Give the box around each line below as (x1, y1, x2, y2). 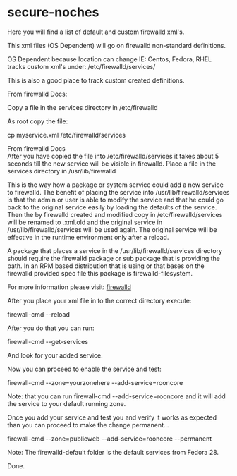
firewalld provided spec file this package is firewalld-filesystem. (7, 269, 193, 277)
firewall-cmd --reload (7, 310, 71, 318)
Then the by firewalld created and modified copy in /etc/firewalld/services (7, 210, 223, 219)
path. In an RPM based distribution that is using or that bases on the (7, 262, 205, 270)
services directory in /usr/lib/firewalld (7, 166, 116, 175)
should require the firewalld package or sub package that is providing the (7, 254, 221, 262)
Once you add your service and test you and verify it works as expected (7, 413, 217, 422)
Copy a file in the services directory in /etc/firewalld (7, 103, 158, 111)
